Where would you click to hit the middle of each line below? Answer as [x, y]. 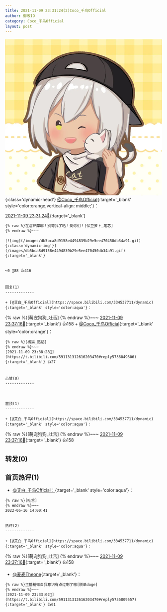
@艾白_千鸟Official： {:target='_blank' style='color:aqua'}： [73, 490]
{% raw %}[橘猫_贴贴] [26, 342]
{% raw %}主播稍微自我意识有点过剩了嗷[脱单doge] [51, 585]
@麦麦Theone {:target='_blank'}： [47, 574]
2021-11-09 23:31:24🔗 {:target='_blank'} [45, 216]
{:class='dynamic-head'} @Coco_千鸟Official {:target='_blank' [68, 200]
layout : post [19, 26]
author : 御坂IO [20, 16]
